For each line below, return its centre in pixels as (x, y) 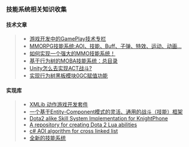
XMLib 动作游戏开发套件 (59, 104)
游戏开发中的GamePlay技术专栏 (68, 39)
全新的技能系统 (48, 138)
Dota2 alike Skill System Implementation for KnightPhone (99, 119)
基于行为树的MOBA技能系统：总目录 (74, 61)
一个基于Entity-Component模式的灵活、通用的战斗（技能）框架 (106, 112)
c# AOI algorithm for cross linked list (74, 131)
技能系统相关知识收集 (36, 9)
